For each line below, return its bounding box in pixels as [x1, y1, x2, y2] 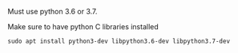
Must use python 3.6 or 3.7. [7, 7, 98, 16]
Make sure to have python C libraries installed [7, 22, 159, 31]
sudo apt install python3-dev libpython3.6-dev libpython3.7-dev [7, 37, 230, 45]
